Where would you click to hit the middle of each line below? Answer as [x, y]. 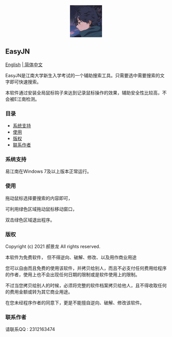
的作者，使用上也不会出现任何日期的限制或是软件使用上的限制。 [72, 275]
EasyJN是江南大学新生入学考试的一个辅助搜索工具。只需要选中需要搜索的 [83, 75]
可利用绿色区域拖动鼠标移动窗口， [41, 209]
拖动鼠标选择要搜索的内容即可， [39, 198]
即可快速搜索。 [25, 82]
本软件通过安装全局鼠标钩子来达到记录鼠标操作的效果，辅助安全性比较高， [84, 93]
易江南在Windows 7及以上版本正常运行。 [48, 171]
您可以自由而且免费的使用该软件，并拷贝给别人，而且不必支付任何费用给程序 [86, 268]
